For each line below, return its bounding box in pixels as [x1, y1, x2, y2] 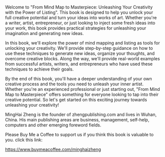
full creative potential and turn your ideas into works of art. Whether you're [5, 15, 157, 20]
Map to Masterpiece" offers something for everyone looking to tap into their [5, 91, 159, 97]
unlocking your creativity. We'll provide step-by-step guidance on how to [5, 45, 153, 51]
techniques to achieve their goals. [5, 66, 74, 72]
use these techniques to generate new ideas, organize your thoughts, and [5, 50, 155, 56]
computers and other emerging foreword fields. [5, 122, 101, 128]
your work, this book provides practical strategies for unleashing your [5, 25, 146, 31]
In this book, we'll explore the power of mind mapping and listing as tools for [5, 40, 160, 46]
